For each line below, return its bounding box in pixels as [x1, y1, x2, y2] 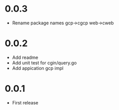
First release [12, 99, 39, 105]
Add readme [12, 54, 39, 60]
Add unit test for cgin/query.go [12, 59, 77, 66]
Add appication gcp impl [12, 65, 64, 71]
